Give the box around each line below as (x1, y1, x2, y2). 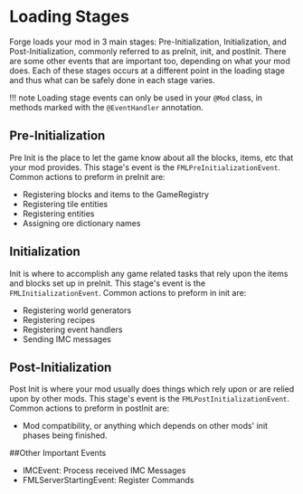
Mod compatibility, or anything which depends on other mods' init (22, 421, 269, 432)
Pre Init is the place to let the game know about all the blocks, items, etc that (9, 152, 294, 163)
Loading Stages (9, 6, 129, 27)
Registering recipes (22, 314, 96, 325)
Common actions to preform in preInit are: (9, 171, 166, 182)
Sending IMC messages (22, 333, 111, 345)
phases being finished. (22, 430, 108, 441)
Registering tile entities (22, 198, 109, 209)
